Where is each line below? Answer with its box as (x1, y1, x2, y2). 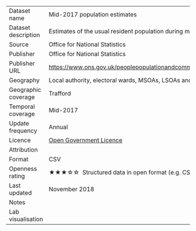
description (9, 31, 40, 39)
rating (9, 172, 25, 180)
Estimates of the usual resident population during (48, 27, 184, 35)
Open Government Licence (48, 136, 123, 144)
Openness (9, 165, 37, 173)
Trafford (48, 89, 71, 97)
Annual (48, 123, 68, 131)
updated (9, 189, 32, 196)
